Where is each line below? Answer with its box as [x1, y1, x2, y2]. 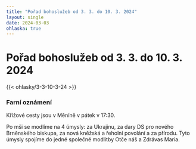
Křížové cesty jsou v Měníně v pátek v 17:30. [6, 111, 116, 119]
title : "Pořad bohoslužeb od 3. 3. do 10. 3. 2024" [6, 8, 137, 15]
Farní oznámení [6, 98, 52, 107]
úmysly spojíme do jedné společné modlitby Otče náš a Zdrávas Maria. [6, 136, 180, 143]
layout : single [6, 14, 44, 20]
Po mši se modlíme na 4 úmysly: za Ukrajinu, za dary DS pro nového [6, 123, 174, 131]
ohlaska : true [6, 25, 42, 32]
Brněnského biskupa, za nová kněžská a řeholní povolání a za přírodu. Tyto [6, 129, 191, 137]
